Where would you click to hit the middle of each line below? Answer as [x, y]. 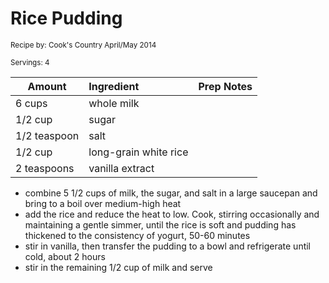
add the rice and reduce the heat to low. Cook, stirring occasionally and [172, 214]
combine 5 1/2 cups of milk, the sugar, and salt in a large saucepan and [171, 193]
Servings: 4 [30, 62]
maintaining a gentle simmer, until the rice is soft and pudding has [160, 224]
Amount [47, 86]
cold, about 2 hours [65, 256]
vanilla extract [121, 168]
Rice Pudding [66, 18]
